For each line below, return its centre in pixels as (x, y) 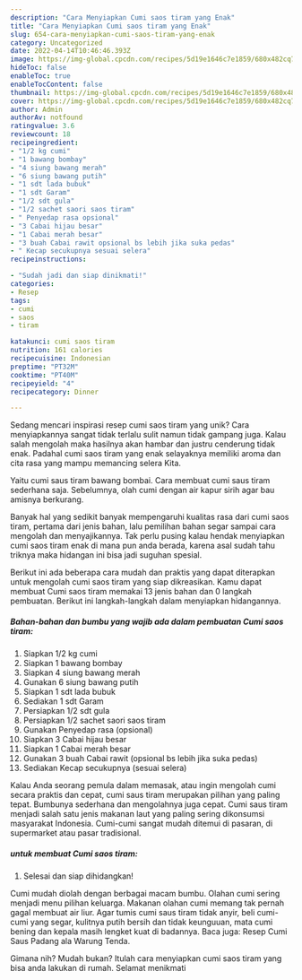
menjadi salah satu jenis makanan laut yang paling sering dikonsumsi (138, 814)
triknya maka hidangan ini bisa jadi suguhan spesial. (106, 555)
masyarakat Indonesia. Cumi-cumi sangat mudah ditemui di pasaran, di (142, 824)
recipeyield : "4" (43, 383)
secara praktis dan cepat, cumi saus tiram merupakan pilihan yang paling (145, 795)
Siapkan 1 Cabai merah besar (77, 749)
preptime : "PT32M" (44, 367)
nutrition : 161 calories (56, 351)
